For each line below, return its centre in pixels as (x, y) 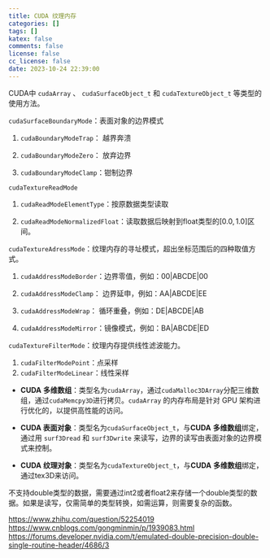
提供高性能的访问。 (95, 410)
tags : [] (23, 31)
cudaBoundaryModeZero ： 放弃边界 (76, 155)
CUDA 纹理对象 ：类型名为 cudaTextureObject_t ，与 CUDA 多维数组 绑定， (142, 465)
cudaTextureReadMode (44, 188)
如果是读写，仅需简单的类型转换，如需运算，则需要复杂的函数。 (129, 503)
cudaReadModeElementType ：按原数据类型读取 (94, 203)
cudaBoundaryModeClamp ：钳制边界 (76, 172)
